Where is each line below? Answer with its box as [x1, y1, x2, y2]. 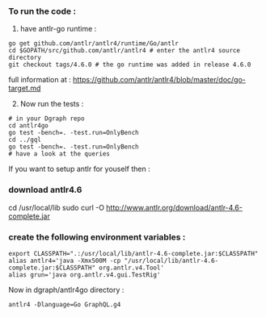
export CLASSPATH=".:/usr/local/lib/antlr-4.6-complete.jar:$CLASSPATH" [8, 249, 259, 257]
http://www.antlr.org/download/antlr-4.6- [106, 202, 243, 212]
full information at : [8, 75, 71, 85]
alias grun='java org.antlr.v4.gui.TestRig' [8, 270, 161, 279]
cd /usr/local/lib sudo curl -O [8, 202, 105, 212]
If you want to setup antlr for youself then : [8, 164, 151, 174]
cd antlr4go [8, 122, 49, 130]
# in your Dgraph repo [8, 115, 85, 123]
